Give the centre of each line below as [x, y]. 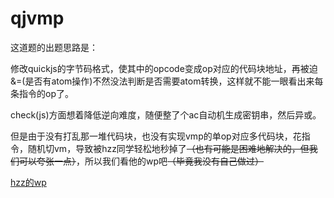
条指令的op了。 [42, 93]
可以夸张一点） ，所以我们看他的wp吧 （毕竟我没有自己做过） [141, 161]
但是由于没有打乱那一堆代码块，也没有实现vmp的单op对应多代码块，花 [156, 136]
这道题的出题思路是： [54, 47]
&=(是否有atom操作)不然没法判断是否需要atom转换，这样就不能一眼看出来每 [167, 81]
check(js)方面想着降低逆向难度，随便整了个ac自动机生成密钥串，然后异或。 [166, 114]
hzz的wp [28, 182]
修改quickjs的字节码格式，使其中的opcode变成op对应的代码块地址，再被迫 [164, 68]
